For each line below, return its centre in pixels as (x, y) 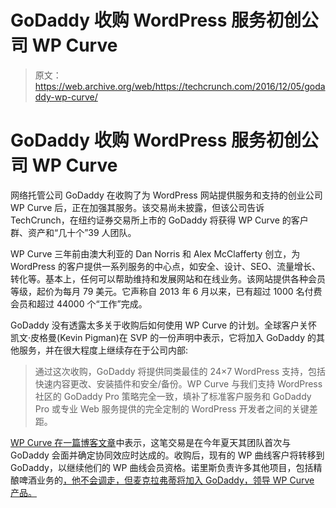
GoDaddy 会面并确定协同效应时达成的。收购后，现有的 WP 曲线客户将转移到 (167, 455)
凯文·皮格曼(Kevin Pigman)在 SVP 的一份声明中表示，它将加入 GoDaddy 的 (163, 337)
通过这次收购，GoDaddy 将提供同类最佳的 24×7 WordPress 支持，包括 (180, 371)
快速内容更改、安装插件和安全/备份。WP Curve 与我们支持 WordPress (178, 383)
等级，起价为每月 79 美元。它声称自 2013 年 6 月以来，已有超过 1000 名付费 (166, 291)
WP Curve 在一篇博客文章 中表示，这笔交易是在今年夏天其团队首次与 (151, 442)
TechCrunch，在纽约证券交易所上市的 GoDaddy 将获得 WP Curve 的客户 (159, 220)
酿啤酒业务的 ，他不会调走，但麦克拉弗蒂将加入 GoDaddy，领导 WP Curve (162, 480)
